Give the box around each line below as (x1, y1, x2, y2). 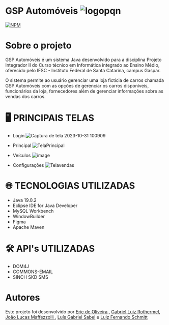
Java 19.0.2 (12, 197, 37, 203)
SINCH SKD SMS (12, 274, 48, 280)
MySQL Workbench (12, 208, 54, 214)
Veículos (12, 152, 31, 158)
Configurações (12, 162, 44, 168)
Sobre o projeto (5, 40, 72, 51)
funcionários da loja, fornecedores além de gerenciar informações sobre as (5, 88, 164, 94)
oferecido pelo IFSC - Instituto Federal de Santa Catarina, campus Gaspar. (5, 67, 161, 73)
